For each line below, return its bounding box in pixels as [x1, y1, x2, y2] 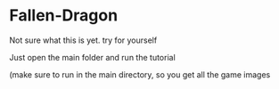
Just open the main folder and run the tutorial [9, 52, 176, 62]
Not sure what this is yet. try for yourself [9, 35, 158, 45]
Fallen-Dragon [9, 5, 119, 26]
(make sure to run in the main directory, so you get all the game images [9, 69, 271, 80]
